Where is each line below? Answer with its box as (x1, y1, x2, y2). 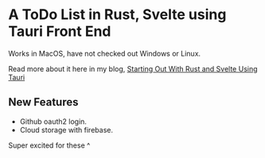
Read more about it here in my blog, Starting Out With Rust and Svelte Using (8, 64, 258, 73)
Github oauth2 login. (19, 117, 88, 126)
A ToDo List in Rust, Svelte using (8, 6, 227, 24)
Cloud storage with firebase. (19, 125, 114, 134)
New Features (8, 95, 79, 109)
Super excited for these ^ (8, 141, 91, 150)
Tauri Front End (8, 22, 111, 40)
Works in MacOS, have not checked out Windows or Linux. (8, 48, 201, 58)
